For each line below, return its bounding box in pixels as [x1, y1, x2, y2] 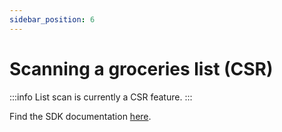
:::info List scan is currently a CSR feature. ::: [9, 91, 193, 103]
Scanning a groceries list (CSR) [9, 57, 274, 80]
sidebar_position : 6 [9, 14, 96, 25]
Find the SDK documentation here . [9, 110, 152, 122]
